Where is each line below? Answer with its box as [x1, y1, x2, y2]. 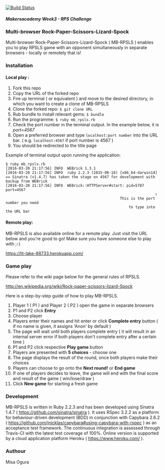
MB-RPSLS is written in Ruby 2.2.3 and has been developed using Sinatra [5, 404, 154, 410]
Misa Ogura [5, 459, 29, 465]
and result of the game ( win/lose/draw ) [12, 375, 95, 381]
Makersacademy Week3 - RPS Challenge [5, 16, 92, 22]
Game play [5, 263, 32, 269]
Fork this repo [12, 85, 41, 91]
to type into [128, 205, 155, 210]
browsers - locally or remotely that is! [5, 50, 82, 56]
